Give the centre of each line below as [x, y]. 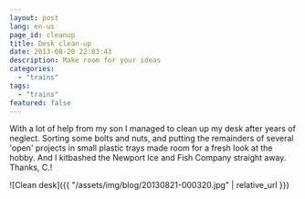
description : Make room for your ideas [85, 60]
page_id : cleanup [42, 35]
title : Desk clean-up [51, 43]
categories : [32, 69]
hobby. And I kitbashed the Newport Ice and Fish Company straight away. [148, 158]
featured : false [40, 103]
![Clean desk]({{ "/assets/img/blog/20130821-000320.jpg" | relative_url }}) [149, 185]
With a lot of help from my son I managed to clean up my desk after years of [153, 129]
